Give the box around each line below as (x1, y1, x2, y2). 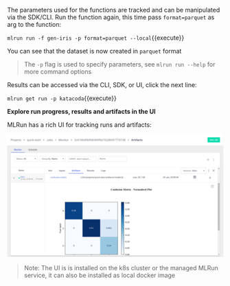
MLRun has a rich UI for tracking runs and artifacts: (7, 121, 152, 129)
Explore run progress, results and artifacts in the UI (7, 108, 156, 115)
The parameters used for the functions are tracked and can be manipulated (7, 6, 220, 14)
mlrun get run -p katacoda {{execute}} (7, 94, 117, 102)
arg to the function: (7, 21, 62, 28)
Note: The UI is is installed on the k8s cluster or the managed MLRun (23, 264, 218, 272)
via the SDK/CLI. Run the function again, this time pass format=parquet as (7, 13, 215, 21)
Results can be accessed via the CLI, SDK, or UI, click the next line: (7, 81, 197, 88)
